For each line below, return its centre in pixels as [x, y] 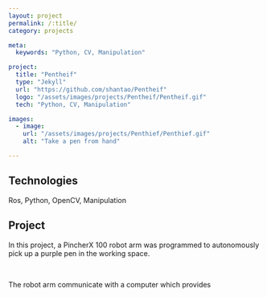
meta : [17, 45]
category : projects [41, 31]
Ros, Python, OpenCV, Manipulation [68, 200]
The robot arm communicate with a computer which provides [110, 284]
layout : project [35, 16]
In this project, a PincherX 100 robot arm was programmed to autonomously [134, 245]
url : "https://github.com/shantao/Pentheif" [91, 89]
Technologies [43, 181]
